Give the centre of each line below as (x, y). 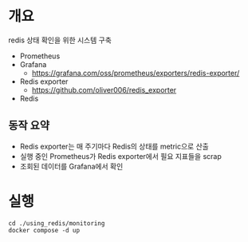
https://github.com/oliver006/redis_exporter (104, 89)
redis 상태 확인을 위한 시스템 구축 (60, 40)
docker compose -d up (44, 230)
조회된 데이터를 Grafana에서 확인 (71, 166)
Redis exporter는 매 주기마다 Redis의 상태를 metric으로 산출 (114, 146)
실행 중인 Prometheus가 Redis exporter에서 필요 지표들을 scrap (120, 156)
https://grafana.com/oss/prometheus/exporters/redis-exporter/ (136, 73)
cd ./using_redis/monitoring (57, 223)
